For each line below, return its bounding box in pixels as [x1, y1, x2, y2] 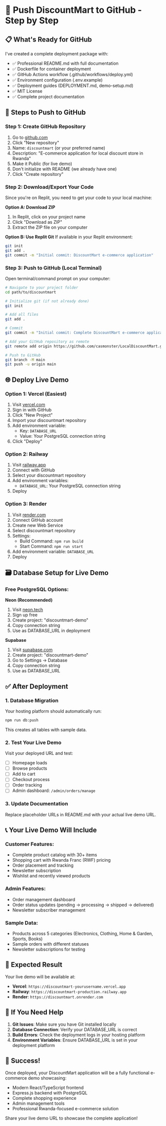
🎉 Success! [5, 1057, 41, 1065]
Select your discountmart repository [12, 472, 86, 478]
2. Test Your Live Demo [5, 739, 62, 746]
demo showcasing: [28, 1075, 67, 1081]
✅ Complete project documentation [12, 94, 85, 99]
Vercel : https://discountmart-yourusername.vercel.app [12, 983, 126, 989]
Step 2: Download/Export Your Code [5, 183, 94, 190]
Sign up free [12, 612, 38, 618]
